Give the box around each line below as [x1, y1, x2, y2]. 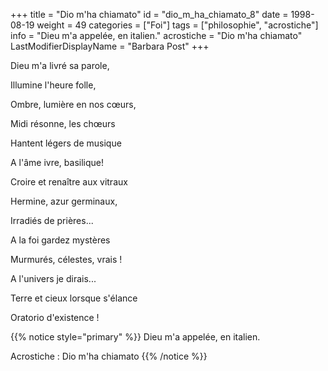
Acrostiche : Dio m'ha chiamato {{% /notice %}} [10, 350, 208, 362]
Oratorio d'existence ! [10, 312, 100, 323]
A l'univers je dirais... [10, 273, 97, 284]
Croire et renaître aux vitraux [10, 176, 128, 188]
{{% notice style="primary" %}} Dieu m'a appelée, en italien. [10, 331, 261, 343]
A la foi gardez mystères [10, 234, 111, 246]
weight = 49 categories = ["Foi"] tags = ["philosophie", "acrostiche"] [36, 19, 319, 31]
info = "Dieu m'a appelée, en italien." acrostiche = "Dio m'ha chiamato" [10, 30, 303, 41]
